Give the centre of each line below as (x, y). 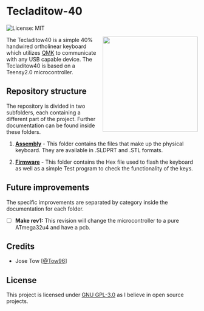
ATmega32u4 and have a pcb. (53, 227)
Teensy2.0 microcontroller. (40, 72)
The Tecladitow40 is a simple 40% (49, 40)
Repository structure (46, 92)
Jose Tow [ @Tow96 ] (41, 261)
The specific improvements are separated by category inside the (87, 202)
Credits (21, 247)
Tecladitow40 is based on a (41, 66)
